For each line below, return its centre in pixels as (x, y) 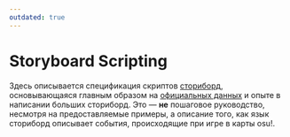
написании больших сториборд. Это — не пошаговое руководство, (137, 104)
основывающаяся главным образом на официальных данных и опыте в (145, 95)
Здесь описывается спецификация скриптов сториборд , (116, 86)
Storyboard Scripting (89, 61)
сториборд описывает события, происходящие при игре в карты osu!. (142, 123)
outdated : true (37, 17)
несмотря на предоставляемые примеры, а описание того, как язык (139, 114)
